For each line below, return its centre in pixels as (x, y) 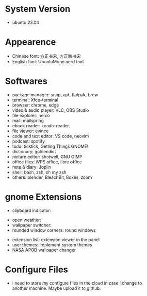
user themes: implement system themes (52, 244)
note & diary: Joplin (32, 167)
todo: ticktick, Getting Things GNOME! (50, 146)
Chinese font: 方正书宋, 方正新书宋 (46, 56)
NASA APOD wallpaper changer (44, 250)
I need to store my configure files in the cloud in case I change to (77, 283)
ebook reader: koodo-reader (41, 125)
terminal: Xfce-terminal (35, 100)
